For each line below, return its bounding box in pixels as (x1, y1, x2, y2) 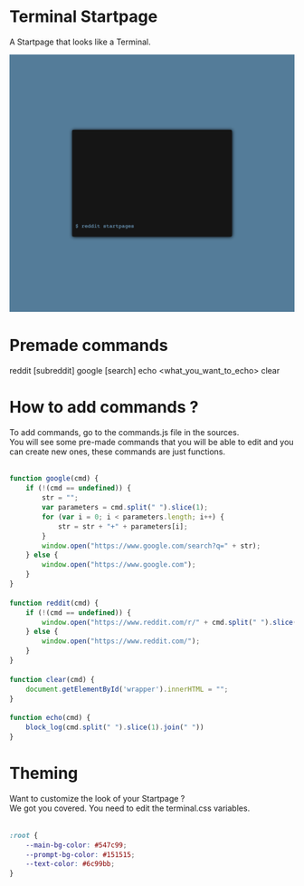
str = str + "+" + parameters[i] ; (57, 521, 188, 531)
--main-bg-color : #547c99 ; (25, 841, 128, 850)
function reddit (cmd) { (9, 599, 100, 608)
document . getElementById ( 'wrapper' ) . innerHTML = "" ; (25, 685, 229, 694)
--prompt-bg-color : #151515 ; (25, 850, 136, 859)
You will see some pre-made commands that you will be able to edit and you (9, 436, 294, 447)
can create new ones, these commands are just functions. (9, 446, 226, 457)
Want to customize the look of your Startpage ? (9, 793, 185, 803)
